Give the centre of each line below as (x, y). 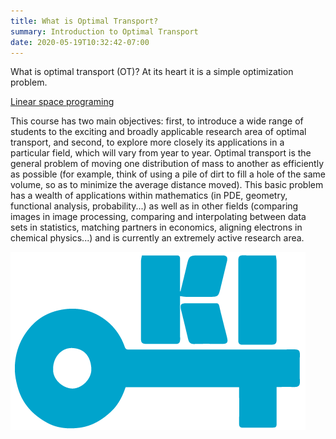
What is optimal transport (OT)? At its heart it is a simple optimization (152, 72)
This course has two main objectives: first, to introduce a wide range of (157, 121)
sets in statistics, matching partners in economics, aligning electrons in (156, 227)
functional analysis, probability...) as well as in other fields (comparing (154, 206)
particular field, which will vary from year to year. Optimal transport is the (161, 153)
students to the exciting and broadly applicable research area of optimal (158, 132)
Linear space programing (62, 102)
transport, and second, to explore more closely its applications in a (147, 142)
